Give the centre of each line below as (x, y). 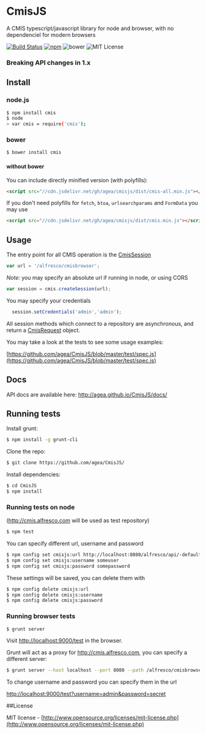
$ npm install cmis (31, 113)
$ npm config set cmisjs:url (44, 555)
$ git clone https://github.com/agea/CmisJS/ (65, 463)
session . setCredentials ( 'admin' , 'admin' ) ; (67, 312)
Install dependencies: (33, 474)
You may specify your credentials (48, 300)
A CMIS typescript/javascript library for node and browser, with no (90, 28)
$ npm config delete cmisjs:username (55, 595)
